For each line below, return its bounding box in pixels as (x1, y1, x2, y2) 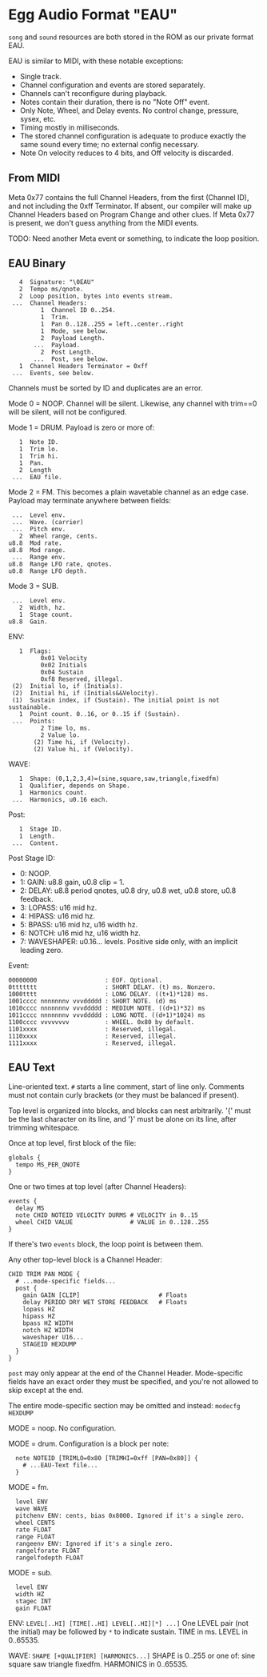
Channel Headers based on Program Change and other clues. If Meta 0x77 (8, 210, 255, 219)
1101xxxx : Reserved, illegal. (8, 1025, 177, 1033)
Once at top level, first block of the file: (8, 1139, 137, 1148)
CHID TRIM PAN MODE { (8, 1271, 81, 1279)
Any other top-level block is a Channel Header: (8, 1255, 162, 1265)
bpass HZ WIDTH (22, 1319, 74, 1327)
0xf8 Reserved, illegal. (40, 674, 124, 683)
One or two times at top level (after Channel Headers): (8, 1182, 186, 1191)
